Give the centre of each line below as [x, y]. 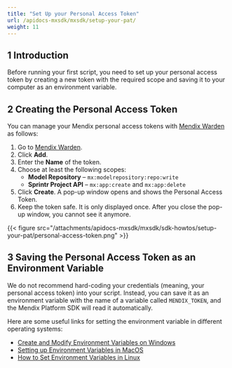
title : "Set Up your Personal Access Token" [73, 14]
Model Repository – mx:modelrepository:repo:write [103, 177]
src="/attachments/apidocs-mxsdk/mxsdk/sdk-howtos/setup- [127, 228]
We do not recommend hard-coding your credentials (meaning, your [106, 285]
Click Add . [33, 155]
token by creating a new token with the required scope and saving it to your [116, 80]
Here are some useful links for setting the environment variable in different [115, 321]
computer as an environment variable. [62, 87]
